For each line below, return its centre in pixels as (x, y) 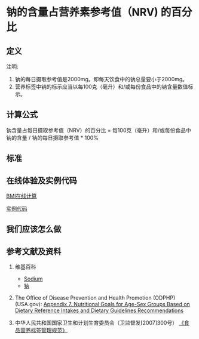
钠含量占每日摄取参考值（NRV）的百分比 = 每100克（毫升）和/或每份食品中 (99, 130)
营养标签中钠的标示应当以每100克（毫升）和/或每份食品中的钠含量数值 (101, 87)
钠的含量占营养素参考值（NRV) (82, 12)
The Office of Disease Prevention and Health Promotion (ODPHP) (95, 298)
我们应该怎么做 (34, 229)
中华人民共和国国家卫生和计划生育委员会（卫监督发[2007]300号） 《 (99, 323)
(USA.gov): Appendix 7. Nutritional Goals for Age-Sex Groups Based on (102, 304)
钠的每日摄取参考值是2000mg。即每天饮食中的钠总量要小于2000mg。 (101, 79)
